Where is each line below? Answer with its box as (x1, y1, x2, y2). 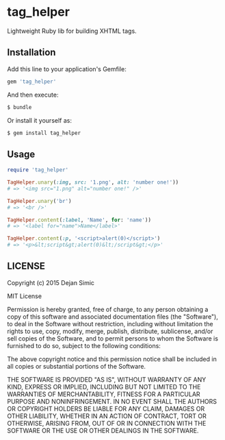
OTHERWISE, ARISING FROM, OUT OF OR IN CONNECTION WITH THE (7, 419, 207, 427)
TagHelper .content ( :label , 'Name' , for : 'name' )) (7, 217, 152, 223)
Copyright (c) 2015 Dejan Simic (7, 278, 94, 286)
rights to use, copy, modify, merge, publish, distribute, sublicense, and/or (7, 327, 213, 335)
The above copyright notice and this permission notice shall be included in (7, 354, 217, 363)
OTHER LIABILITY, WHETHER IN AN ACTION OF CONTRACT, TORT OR (7, 412, 207, 420)
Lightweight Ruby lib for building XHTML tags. (7, 27, 137, 35)
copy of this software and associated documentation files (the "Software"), (7, 313, 219, 321)
